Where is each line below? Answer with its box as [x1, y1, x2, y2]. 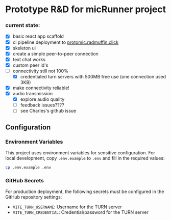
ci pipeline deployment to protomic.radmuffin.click [12, 39, 119, 45]
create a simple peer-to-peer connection [12, 50, 99, 57]
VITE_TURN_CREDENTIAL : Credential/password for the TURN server [12, 209, 149, 215]
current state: [5, 22, 40, 29]
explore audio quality [20, 96, 65, 102]
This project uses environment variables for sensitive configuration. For [5, 149, 156, 156]
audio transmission [12, 91, 53, 97]
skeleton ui [12, 45, 36, 51]
